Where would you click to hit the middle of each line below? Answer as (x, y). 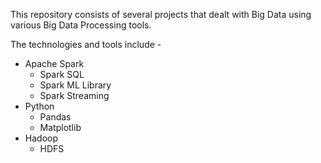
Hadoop (41, 138)
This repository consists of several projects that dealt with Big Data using (161, 14)
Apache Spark (54, 63)
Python (39, 106)
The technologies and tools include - (86, 44)
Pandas (55, 117)
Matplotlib (60, 127)
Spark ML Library (75, 85)
